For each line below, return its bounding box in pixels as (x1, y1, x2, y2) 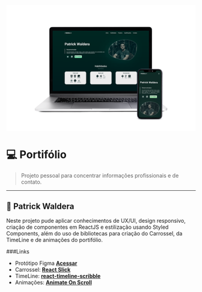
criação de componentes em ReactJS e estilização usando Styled (6, 223, 169, 231)
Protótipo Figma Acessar (14, 259, 78, 267)
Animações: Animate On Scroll (14, 279, 92, 286)
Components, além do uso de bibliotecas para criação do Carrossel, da (6, 230, 183, 237)
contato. (20, 178, 42, 185)
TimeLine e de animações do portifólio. (6, 237, 103, 244)
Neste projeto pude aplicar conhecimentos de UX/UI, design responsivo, (6, 217, 186, 225)
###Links (6, 248, 30, 255)
